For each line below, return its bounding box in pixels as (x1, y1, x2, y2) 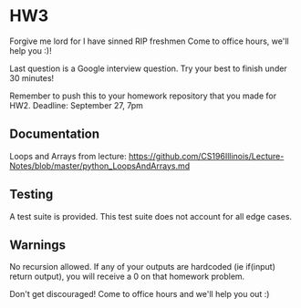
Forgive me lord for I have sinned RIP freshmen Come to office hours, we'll (9, 36, 289, 46)
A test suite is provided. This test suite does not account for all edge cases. (9, 210, 293, 221)
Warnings (9, 237, 67, 252)
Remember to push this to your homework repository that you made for (9, 90, 276, 101)
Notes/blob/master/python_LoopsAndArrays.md (9, 160, 191, 171)
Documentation (9, 127, 100, 142)
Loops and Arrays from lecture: (9, 150, 127, 161)
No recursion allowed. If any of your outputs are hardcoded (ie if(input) (9, 262, 276, 272)
